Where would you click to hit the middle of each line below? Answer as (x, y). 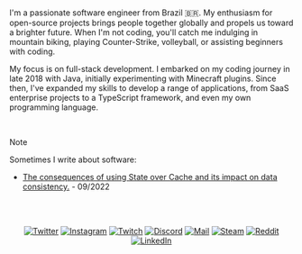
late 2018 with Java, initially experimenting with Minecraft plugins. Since (143, 78)
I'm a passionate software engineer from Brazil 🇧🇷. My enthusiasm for (141, 13)
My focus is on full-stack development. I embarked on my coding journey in (150, 69)
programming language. (54, 107)
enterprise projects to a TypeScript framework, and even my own (130, 98)
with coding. (32, 51)
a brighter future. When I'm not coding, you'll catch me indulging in (134, 32)
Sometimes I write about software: (73, 159)
